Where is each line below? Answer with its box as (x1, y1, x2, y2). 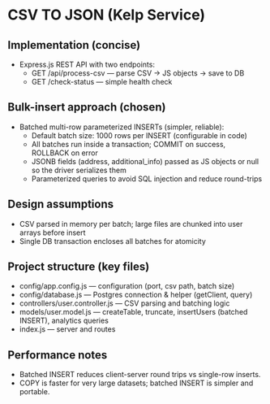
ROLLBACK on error (31, 148, 99, 158)
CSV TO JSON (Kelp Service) (7, 6, 206, 24)
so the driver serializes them (31, 165, 126, 175)
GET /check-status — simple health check (31, 77, 173, 86)
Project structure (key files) (7, 260, 150, 274)
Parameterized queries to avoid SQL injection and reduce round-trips (31, 173, 263, 184)
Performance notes (7, 348, 108, 362)
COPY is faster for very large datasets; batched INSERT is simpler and (19, 378, 254, 388)
